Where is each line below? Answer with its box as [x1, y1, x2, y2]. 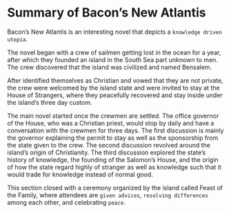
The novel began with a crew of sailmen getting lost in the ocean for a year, [7, 48, 221, 57]
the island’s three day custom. [7, 98, 92, 106]
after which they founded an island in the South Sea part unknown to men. [7, 55, 219, 63]
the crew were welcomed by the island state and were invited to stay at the [7, 83, 220, 92]
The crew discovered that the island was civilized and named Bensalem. [7, 63, 212, 71]
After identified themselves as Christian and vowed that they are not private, [7, 76, 223, 84]
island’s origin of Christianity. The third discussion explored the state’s [7, 148, 206, 156]
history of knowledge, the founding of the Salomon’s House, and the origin [7, 155, 219, 163]
